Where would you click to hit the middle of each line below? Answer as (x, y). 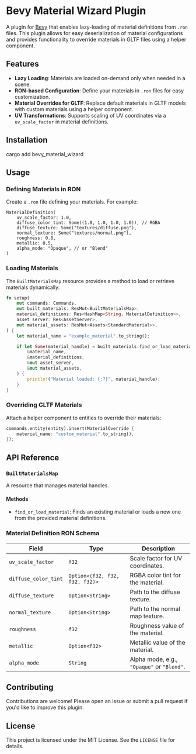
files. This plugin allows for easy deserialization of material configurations (94, 33)
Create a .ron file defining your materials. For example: (72, 202)
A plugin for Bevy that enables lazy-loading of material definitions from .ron (97, 27)
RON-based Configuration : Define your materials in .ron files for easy (99, 90)
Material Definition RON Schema (53, 533)
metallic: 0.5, (35, 243)
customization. (32, 97)
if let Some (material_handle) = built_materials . (78, 346)
